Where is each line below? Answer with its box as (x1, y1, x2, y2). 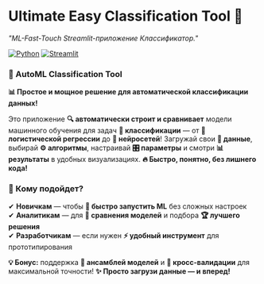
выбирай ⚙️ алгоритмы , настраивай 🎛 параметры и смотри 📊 (8, 143, 224, 153)
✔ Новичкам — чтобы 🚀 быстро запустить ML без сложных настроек (8, 201, 247, 211)
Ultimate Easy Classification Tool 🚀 (8, 7, 243, 25)
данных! (8, 98, 38, 108)
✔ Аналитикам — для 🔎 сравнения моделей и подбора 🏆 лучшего (8, 210, 240, 220)
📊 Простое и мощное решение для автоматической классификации (8, 87, 249, 97)
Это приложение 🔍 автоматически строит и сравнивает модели (8, 114, 232, 124)
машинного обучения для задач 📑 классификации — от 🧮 (8, 126, 206, 136)
